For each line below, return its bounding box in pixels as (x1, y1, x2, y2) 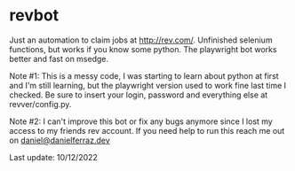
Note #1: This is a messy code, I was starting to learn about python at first (9, 70, 279, 81)
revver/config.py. (9, 98, 72, 109)
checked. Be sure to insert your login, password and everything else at (9, 89, 268, 100)
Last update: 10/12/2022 (9, 152, 98, 162)
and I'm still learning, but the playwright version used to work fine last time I (9, 80, 287, 90)
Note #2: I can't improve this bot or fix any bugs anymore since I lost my (9, 116, 273, 127)
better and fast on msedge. (9, 53, 109, 64)
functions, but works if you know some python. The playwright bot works (9, 43, 277, 54)
